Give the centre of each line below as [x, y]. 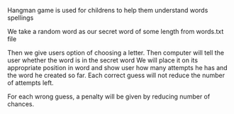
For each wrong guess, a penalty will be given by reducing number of [109, 96]
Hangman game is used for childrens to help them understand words [108, 10]
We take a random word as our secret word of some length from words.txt [116, 32]
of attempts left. [31, 83]
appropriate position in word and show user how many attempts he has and [118, 68]
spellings [21, 18]
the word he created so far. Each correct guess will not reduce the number [116, 75]
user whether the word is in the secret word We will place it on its [103, 60]
